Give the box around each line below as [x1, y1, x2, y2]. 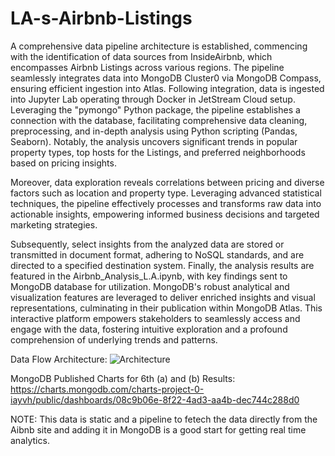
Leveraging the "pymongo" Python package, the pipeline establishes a [10, 103, 301, 116]
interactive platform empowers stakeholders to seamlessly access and [10, 312, 301, 324]
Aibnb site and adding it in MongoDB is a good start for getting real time [10, 423, 307, 436]
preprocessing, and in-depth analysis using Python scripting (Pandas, [10, 125, 298, 137]
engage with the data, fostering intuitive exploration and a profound [10, 323, 288, 335]
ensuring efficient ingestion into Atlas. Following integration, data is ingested [10, 82, 325, 94]
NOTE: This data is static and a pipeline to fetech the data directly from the [10, 413, 318, 425]
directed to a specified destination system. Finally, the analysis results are [10, 259, 315, 271]
